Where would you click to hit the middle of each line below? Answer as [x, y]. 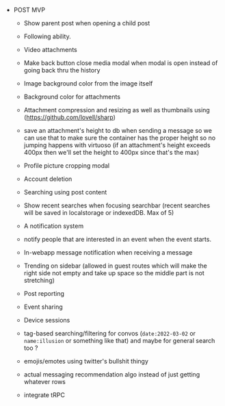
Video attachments [50, 50]
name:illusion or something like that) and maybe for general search [119, 341]
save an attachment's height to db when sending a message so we [118, 130]
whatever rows [45, 382]
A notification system [54, 226]
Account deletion [48, 179]
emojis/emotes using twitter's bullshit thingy [86, 361]
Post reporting [44, 293]
